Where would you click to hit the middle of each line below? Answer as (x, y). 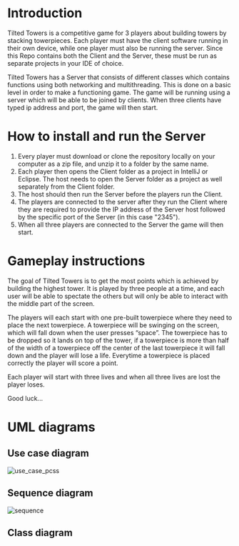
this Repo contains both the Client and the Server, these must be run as (112, 56)
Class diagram (40, 533)
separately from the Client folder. (66, 187)
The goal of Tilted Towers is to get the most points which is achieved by (113, 281)
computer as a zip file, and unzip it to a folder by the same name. (113, 164)
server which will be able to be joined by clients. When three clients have (115, 100)
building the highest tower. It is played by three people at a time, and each (116, 288)
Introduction (45, 13)
